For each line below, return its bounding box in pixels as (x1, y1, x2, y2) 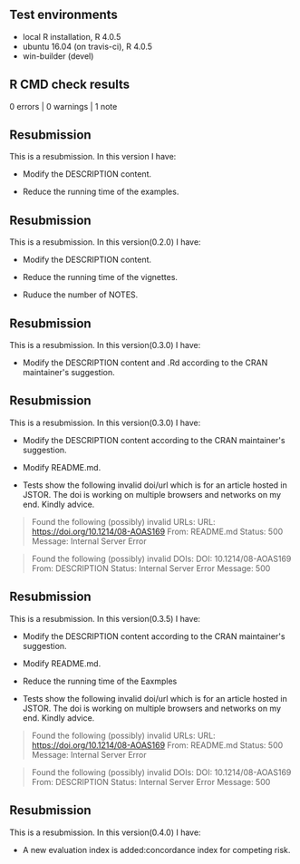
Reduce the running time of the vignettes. (22, 272, 179, 283)
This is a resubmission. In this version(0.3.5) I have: (9, 613, 201, 624)
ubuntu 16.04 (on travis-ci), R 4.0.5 (22, 41, 152, 52)
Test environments (9, 7, 118, 23)
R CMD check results (9, 77, 131, 92)
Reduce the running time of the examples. (22, 186, 179, 198)
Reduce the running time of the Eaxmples (22, 675, 178, 686)
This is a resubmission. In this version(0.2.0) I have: (9, 237, 201, 248)
